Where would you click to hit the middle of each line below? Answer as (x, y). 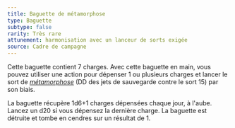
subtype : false (30, 27)
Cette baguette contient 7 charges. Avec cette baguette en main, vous (109, 67)
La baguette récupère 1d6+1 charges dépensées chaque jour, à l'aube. (110, 103)
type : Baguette (30, 21)
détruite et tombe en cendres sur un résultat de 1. (79, 118)
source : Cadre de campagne (47, 47)
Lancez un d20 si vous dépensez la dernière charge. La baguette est (107, 111)
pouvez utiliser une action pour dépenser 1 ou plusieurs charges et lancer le (117, 74)
